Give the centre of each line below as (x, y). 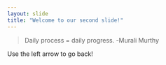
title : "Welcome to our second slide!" (65, 20)
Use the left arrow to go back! (50, 54)
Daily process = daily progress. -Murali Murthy (92, 40)
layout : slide (28, 14)
